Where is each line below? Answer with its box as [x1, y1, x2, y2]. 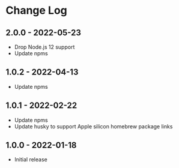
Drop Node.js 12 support [14, 43, 75, 50]
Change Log [5, 4, 67, 17]
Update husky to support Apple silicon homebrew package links [14, 122, 173, 130]
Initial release [14, 156, 47, 163]
